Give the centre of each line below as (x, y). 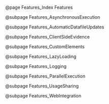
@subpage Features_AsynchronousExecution (53, 17)
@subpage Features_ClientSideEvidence (48, 37)
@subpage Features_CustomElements (45, 47)
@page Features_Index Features (39, 7)
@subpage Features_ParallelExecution (45, 76)
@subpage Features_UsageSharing (42, 86)
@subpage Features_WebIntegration (43, 96)
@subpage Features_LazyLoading (41, 56)
